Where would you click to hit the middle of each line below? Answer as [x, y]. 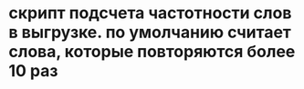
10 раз [33, 71]
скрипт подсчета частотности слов [150, 13]
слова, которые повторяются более [152, 52]
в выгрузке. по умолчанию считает [150, 32]
